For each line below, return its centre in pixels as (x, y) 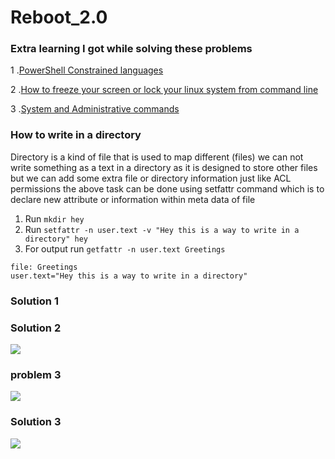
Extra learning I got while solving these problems (131, 49)
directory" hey (56, 239)
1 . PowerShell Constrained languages (87, 70)
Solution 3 (36, 422)
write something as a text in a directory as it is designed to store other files (164, 167)
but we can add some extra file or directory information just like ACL (151, 178)
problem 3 (36, 374)
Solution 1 (34, 301)
